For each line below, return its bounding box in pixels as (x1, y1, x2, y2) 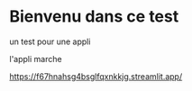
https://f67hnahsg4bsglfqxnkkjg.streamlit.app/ (9, 70, 183, 82)
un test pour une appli (9, 36, 91, 47)
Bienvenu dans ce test (9, 6, 179, 27)
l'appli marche (9, 53, 62, 64)
